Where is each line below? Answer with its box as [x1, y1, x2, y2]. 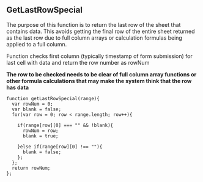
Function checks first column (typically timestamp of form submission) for [6, 52, 193, 60]
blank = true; [22, 133, 59, 139]
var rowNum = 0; [12, 101, 53, 107]
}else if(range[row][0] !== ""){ [17, 144, 103, 150]
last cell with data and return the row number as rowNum [6, 59, 150, 66]
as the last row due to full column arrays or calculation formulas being [6, 34, 182, 42]
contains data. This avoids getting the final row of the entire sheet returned [6, 27, 195, 35]
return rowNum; [12, 165, 51, 171]
